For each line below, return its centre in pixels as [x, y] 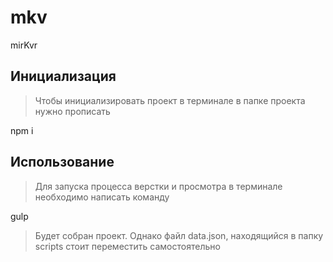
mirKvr [24, 45]
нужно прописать [72, 111]
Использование [62, 162]
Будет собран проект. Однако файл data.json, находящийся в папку [179, 235]
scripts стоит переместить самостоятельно [127, 246]
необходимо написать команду [102, 197]
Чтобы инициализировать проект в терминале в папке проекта [170, 100]
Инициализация [63, 76]
